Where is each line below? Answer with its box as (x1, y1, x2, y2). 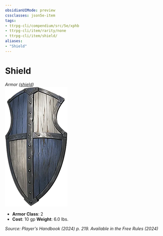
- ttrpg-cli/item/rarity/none (5, 28, 67, 34)
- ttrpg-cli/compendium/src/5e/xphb (5, 23, 79, 28)
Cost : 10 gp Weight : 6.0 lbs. (12, 216, 69, 222)
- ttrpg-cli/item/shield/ (5, 34, 57, 38)
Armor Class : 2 (12, 211, 43, 217)
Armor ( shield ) (5, 81, 34, 87)
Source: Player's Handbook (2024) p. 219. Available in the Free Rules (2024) (5, 225, 159, 231)
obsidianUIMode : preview (5, 8, 55, 13)
